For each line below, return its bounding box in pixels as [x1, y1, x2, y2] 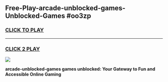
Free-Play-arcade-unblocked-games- [5, 4, 126, 12]
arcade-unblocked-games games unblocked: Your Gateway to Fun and [5, 66, 155, 72]
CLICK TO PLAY [5, 27, 44, 34]
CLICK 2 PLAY [5, 45, 40, 52]
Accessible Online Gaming [5, 71, 61, 77]
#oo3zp [66, 12, 91, 20]
